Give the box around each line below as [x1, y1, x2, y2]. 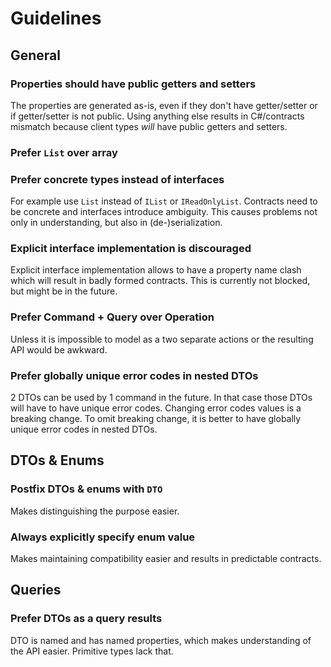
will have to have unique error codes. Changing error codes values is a [10, 402, 302, 414]
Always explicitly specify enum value [10, 530, 196, 544]
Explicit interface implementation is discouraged [10, 242, 252, 256]
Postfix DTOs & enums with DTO [10, 482, 163, 496]
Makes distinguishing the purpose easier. [10, 505, 180, 517]
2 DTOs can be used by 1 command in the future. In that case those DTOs [10, 391, 313, 403]
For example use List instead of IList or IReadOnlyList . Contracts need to [10, 195, 318, 207]
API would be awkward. [10, 343, 108, 356]
